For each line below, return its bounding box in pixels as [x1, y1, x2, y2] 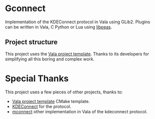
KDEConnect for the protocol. [12, 104, 71, 109]
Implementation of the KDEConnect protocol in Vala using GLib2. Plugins [5, 19, 151, 25]
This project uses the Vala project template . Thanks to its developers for [5, 51, 149, 57]
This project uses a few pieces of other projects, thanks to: [5, 89, 123, 95]
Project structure [5, 38, 58, 46]
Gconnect [5, 3, 46, 14]
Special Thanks [5, 73, 69, 84]
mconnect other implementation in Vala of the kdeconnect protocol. [12, 108, 148, 114]
